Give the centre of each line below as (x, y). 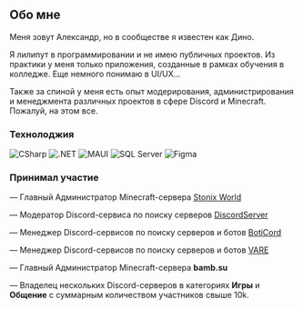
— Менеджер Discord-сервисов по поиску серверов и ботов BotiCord (146, 233)
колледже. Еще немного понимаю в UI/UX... (95, 74)
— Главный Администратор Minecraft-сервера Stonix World (126, 197)
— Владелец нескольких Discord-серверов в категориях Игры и (135, 285)
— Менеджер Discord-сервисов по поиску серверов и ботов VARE (139, 250)
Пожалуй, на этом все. (54, 110)
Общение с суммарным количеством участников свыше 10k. (129, 295)
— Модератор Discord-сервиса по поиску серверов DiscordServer (139, 215)
